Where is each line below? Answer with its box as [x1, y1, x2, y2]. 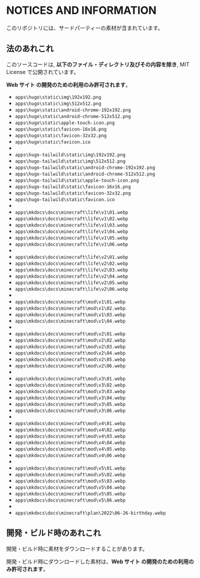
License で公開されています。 [6, 68, 79, 75]
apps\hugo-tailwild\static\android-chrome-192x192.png [14, 164, 156, 170]
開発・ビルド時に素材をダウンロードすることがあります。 [6, 545, 148, 552]
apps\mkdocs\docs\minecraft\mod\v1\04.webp [14, 318, 126, 324]
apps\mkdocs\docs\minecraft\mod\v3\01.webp [14, 376, 126, 382]
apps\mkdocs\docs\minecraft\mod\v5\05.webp [14, 491, 126, 497]
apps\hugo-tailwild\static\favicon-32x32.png [14, 190, 131, 196]
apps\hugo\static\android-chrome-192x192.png [14, 107, 131, 113]
